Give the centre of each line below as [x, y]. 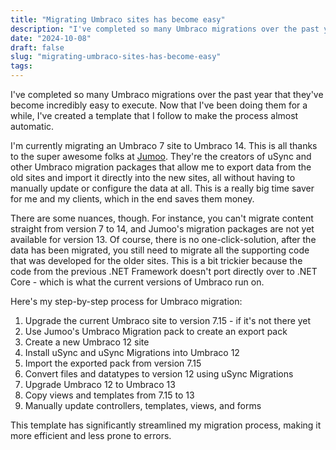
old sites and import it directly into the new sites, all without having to [153, 177]
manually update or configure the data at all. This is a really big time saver [162, 188]
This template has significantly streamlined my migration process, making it [166, 425]
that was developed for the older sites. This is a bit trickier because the [156, 260]
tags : [21, 66]
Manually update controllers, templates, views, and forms [143, 405]
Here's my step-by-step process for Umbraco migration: [126, 301]
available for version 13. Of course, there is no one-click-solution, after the [163, 239]
